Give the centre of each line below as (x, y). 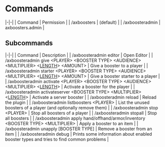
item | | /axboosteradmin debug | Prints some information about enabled (79, 134)
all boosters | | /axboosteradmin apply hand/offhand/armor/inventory (75, 118)
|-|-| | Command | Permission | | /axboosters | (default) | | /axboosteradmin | (83, 22)
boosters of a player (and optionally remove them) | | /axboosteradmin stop (82, 107)
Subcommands (29, 43)
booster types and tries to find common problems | (57, 139)
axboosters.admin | (25, 27)
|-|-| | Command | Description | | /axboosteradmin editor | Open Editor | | (79, 55)
